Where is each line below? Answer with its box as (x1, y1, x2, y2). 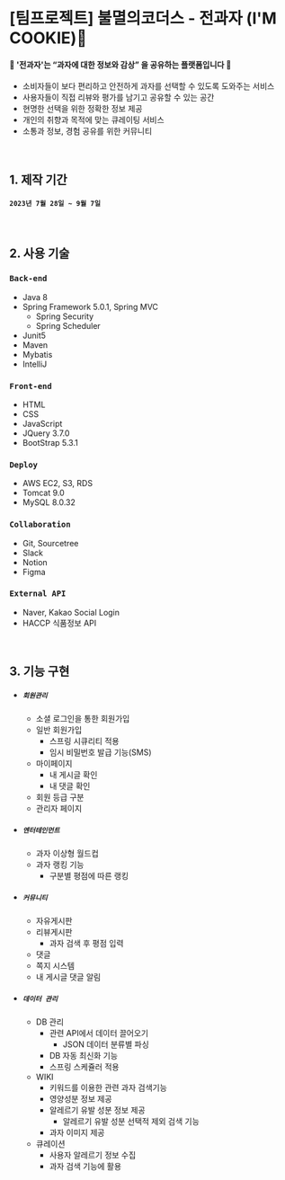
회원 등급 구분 (35, 792, 85, 803)
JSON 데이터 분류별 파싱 (62, 1039, 150, 1050)
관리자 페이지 (35, 803, 83, 814)
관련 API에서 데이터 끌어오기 (49, 1028, 149, 1039)
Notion (22, 556, 48, 567)
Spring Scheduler (35, 320, 101, 331)
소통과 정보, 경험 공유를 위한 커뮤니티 (22, 126, 153, 137)
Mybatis (22, 349, 53, 359)
